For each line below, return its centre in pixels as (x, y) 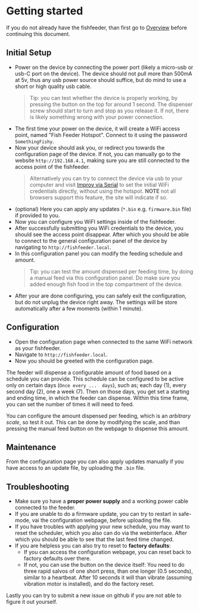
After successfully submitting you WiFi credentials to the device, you (99, 228)
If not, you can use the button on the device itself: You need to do (104, 565)
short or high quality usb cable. (53, 86)
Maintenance (31, 447)
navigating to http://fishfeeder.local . (63, 247)
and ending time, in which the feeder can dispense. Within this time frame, (97, 398)
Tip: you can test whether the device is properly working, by (103, 98)
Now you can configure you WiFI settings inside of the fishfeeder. (95, 221)
